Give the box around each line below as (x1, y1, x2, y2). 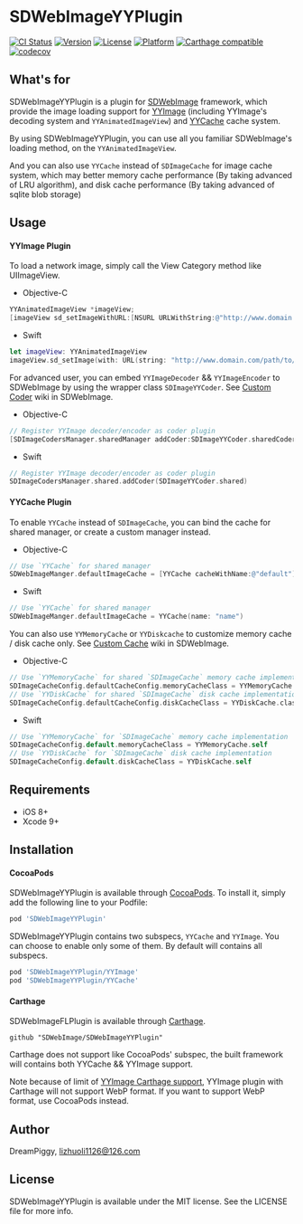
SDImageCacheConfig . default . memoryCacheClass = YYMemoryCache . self (9, 740, 269, 750)
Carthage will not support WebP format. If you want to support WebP (9, 1086, 265, 1096)
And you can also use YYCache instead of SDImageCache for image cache (9, 160, 273, 171)
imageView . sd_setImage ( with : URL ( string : (9, 356, 168, 365)
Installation (9, 842, 74, 858)
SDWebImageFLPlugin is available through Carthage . (9, 1016, 206, 1027)
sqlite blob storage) (9, 188, 82, 200)
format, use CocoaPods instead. (9, 1096, 129, 1106)
